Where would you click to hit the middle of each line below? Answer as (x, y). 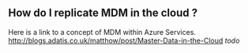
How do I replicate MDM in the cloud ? (103, 13)
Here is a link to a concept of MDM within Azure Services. (102, 32)
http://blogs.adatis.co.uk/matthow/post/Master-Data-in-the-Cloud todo (124, 40)
